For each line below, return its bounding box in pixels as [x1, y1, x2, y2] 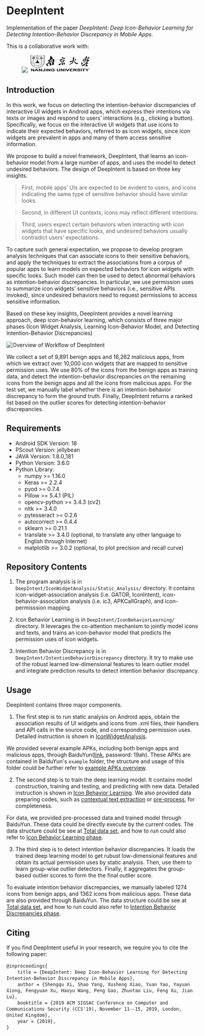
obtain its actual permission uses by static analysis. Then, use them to [15, 858, 192, 866]
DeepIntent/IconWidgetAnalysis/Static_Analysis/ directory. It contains [15, 584, 195, 592]
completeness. [15, 803, 53, 810]
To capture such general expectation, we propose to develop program [6, 245, 183, 253]
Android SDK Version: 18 [15, 439, 78, 447]
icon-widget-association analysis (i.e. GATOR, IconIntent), [15, 591, 162, 598]
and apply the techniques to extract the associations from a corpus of [6, 259, 182, 266]
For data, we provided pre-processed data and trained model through [6, 814, 182, 822]
